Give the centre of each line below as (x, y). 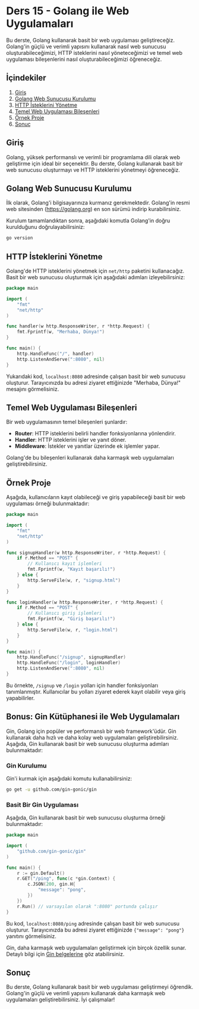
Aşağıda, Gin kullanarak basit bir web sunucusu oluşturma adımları (88, 744)
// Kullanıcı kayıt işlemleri (65, 564)
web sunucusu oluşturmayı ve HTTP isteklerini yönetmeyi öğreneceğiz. (93, 170)
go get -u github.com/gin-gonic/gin (51, 790)
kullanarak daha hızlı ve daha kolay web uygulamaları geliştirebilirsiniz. (92, 737)
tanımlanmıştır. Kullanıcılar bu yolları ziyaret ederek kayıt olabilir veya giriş (96, 691)
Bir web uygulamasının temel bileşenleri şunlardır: (67, 422)
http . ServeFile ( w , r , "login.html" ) (73, 630)
